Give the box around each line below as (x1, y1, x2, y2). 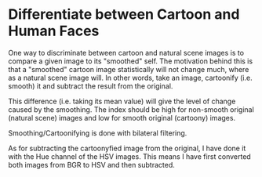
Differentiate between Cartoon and (8, 5, 240, 23)
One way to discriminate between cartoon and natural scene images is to (8, 48, 245, 57)
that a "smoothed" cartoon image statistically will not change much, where (8, 64, 249, 74)
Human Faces (8, 22, 100, 40)
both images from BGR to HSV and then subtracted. (8, 160, 175, 169)
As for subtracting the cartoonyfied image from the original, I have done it (8, 143, 246, 153)
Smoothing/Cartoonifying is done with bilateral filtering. (8, 128, 187, 138)
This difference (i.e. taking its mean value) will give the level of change (8, 96, 236, 106)
